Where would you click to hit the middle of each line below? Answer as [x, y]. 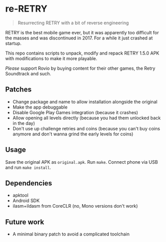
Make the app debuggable [40, 107]
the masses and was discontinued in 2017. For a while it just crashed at [79, 38]
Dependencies [29, 183]
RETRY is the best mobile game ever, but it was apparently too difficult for [82, 32]
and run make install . [28, 167]
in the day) [24, 123]
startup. [13, 43]
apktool [20, 196]
